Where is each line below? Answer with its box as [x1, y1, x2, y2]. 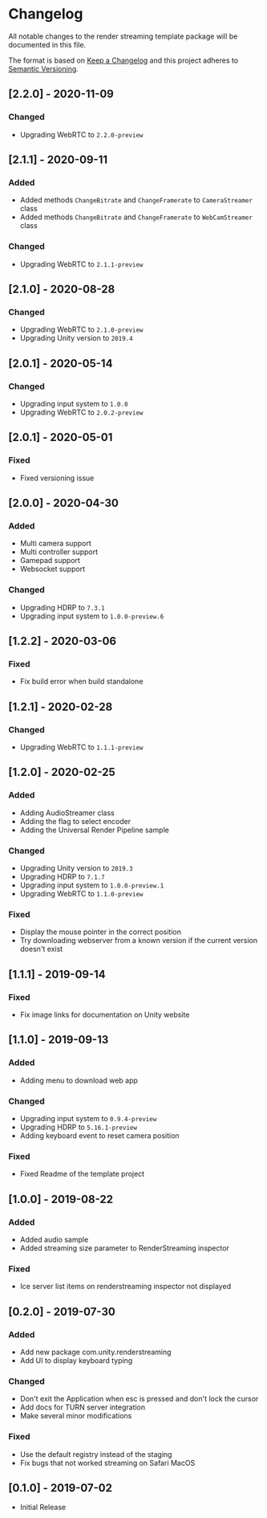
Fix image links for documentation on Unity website [19, 1010, 190, 1019]
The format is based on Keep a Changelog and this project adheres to [8, 55, 239, 65]
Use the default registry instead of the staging [19, 1449, 172, 1459]
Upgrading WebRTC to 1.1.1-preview [19, 742, 144, 752]
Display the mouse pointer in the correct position [19, 927, 182, 937]
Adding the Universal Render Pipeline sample [19, 825, 170, 834]
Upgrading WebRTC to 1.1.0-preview [19, 889, 144, 899]
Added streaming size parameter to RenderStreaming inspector [19, 1243, 230, 1253]
